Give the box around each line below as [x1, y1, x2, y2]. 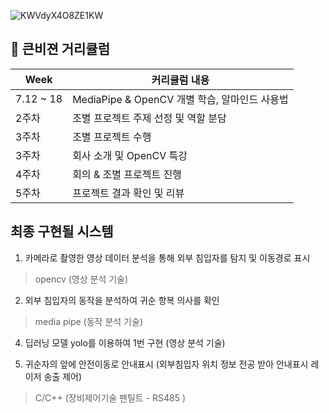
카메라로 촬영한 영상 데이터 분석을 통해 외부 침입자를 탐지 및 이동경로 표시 [24, 251, 311, 264]
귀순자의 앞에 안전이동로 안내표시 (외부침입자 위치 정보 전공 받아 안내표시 [24, 358, 309, 370]
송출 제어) [43, 370, 83, 382]
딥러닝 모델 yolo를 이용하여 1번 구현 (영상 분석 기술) [24, 336, 226, 349]
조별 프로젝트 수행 [72, 130, 152, 144]
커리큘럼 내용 [151, 73, 210, 87]
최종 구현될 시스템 [10, 223, 114, 240]
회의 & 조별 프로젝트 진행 [72, 167, 182, 181]
